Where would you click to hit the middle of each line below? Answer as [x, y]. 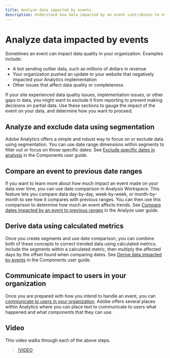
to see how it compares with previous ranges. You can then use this [90, 200]
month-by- [146, 194]
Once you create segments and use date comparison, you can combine [80, 238]
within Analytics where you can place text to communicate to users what [81, 306]
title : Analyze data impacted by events [49, 10]
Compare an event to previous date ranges [74, 171]
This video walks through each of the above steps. [58, 340]
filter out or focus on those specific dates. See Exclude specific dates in [80, 150]
